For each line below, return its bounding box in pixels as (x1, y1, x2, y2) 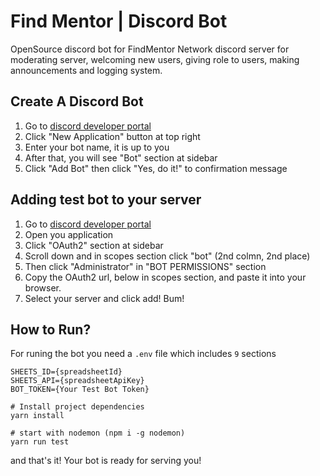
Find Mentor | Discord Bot (10, 10, 228, 33)
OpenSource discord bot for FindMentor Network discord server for (10, 43, 290, 55)
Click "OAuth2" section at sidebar (24, 239, 164, 251)
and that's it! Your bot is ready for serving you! (10, 455, 202, 467)
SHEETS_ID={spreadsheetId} (10, 367, 123, 377)
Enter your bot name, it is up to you (24, 141, 170, 153)
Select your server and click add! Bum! (24, 292, 185, 304)
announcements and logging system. (10, 64, 163, 76)
